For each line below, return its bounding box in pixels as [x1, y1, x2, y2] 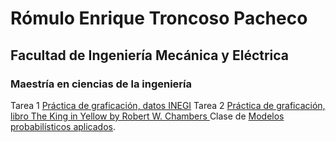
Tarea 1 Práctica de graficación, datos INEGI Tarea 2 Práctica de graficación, [10, 99, 326, 111]
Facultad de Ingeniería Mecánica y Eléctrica [10, 47, 290, 64]
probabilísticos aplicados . [10, 120, 117, 132]
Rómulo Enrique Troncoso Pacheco [10, 7, 308, 30]
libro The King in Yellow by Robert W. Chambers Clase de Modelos [10, 110, 285, 122]
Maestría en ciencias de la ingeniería [10, 77, 193, 91]
